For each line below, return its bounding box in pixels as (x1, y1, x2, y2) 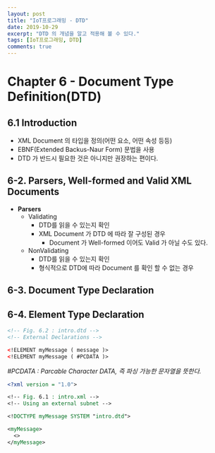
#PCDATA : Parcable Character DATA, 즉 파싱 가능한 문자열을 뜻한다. (7, 367, 202, 375)
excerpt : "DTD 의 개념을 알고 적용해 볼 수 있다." (7, 30, 140, 37)
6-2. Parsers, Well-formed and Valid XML (7, 175, 192, 187)
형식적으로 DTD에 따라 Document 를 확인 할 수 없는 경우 (38, 263, 194, 272)
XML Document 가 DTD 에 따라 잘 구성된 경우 (38, 229, 166, 237)
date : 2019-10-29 (7, 23, 59, 30)
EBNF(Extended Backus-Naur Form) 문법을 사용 (17, 146, 155, 153)
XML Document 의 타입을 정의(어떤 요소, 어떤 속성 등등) (17, 136, 173, 145)
